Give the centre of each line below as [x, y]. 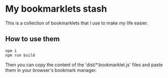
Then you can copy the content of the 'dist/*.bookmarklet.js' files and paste [84, 65]
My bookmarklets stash [56, 9]
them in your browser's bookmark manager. [51, 70]
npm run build [20, 55]
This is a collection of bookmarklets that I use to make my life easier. [77, 23]
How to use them [32, 39]
